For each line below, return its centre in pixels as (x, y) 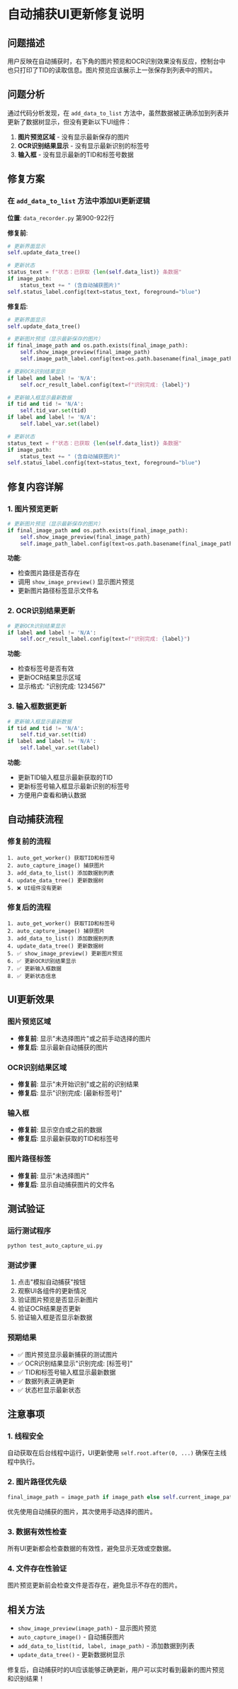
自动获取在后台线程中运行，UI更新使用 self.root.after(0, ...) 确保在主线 (117, 1453)
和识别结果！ (26, 1678)
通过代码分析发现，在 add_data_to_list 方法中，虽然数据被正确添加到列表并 (118, 113)
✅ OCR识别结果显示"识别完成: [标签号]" (75, 1363)
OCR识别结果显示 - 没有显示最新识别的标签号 (84, 145)
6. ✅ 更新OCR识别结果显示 (42, 961)
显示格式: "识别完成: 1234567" (62, 686)
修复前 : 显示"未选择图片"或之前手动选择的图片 (84, 1038)
